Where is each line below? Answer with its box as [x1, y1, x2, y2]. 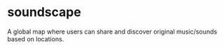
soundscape [7, 4, 82, 20]
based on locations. [7, 34, 64, 43]
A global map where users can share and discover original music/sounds [7, 27, 218, 36]
